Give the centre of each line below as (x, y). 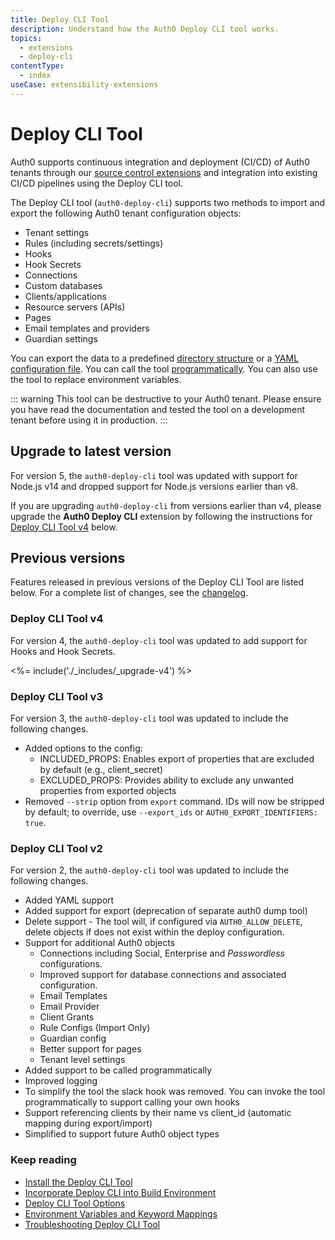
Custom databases (63, 285)
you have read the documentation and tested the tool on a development (158, 409)
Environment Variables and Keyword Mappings (121, 1213)
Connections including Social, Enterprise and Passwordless (162, 953)
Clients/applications (65, 296)
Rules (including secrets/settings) (94, 243)
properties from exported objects (108, 790)
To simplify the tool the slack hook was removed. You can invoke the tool (175, 1092)
